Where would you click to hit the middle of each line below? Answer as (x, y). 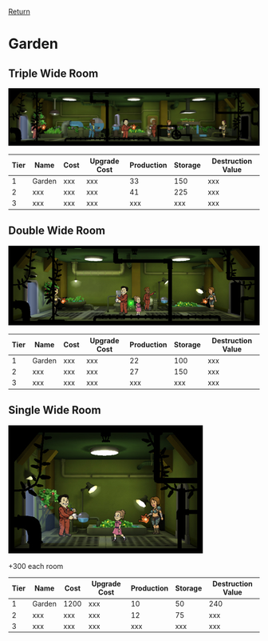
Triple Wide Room (53, 73)
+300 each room (36, 566)
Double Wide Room (57, 231)
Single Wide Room (55, 410)
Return (19, 12)
